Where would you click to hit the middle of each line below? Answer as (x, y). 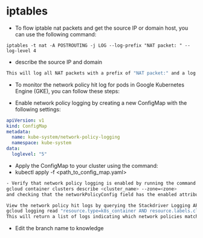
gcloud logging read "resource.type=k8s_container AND (77, 211)
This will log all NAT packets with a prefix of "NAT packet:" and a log (101, 73)
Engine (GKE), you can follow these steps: (67, 91)
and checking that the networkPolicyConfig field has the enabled (92, 194)
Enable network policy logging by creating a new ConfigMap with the (101, 103)
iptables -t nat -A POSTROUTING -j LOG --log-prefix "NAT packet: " (94, 45)
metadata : (19, 131)
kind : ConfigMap (27, 126)
